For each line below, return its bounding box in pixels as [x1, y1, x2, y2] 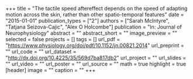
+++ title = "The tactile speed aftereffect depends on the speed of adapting [5, 5, 188, 12]
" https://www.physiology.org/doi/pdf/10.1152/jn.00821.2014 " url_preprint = [5, 42, 185, 49]
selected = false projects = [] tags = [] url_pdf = [5, 36, 120, 42]
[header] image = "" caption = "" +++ [5, 67, 96, 73]
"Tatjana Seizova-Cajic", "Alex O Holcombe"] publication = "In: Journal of [5, 23, 182, 30]
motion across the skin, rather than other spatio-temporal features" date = [5, 11, 184, 18]
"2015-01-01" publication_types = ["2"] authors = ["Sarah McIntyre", [5, 17, 170, 24]
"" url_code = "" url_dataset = [5, 48, 77, 55]
